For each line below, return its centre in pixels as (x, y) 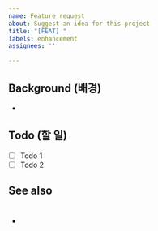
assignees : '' (32, 46)
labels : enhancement (43, 38)
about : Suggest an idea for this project (79, 24)
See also (30, 191)
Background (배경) (55, 88)
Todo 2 (32, 165)
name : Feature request (47, 16)
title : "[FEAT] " (38, 31)
